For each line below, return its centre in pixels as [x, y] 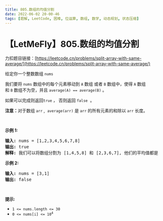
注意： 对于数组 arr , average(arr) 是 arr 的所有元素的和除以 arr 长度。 [76, 111]
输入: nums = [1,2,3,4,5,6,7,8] [43, 141]
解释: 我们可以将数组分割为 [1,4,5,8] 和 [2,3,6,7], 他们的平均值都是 [82, 153]
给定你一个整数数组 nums [29, 74]
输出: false [18, 180]
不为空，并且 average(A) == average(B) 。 [65, 90]
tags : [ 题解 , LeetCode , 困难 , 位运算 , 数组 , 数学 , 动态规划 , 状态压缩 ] [72, 18]
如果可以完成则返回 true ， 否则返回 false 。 [50, 100]
